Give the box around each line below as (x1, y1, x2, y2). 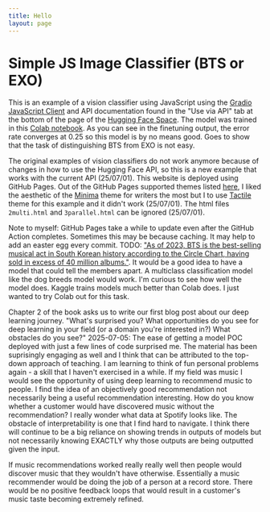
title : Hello (8, 11, 52, 20)
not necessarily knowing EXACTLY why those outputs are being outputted (8, 436, 254, 446)
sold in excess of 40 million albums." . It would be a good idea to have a (8, 257, 243, 267)
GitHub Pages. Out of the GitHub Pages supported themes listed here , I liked (8, 182, 262, 192)
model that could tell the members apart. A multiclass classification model (8, 266, 253, 276)
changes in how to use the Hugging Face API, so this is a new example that (8, 164, 257, 174)
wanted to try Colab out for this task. (8, 292, 130, 302)
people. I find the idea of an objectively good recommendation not (8, 385, 227, 394)
